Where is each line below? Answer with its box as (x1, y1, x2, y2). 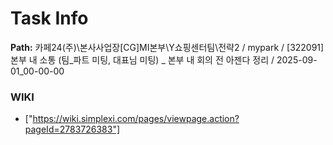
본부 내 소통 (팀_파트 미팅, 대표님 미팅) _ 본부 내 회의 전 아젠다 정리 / (10, 53, 275, 66)
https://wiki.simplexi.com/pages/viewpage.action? (32, 113, 240, 125)
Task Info (10, 7, 89, 30)
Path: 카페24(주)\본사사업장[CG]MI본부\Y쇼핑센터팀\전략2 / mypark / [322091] (10, 41, 325, 53)
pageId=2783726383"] (24, 123, 121, 136)
